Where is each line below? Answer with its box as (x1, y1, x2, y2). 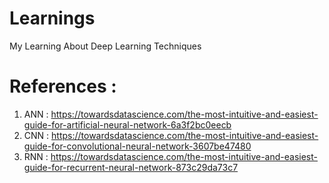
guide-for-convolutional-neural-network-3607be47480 (23, 140, 252, 152)
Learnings (9, 7, 96, 30)
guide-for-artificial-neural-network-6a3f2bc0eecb (23, 118, 232, 131)
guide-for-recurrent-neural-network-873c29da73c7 (23, 161, 239, 173)
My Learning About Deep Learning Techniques (9, 40, 202, 52)
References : (9, 75, 117, 98)
